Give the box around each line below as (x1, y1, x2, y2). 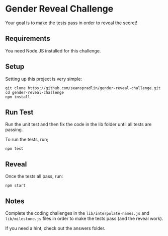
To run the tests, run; (5, 137, 49, 143)
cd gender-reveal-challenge (5, 90, 64, 95)
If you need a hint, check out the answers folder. (5, 225, 106, 231)
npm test (5, 146, 24, 151)
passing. (5, 127, 23, 133)
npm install (5, 94, 30, 99)
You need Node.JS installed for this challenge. (5, 47, 101, 53)
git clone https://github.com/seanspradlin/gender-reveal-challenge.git (5, 85, 161, 91)
